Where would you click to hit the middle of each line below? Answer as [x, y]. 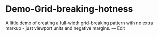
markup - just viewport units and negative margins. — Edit [65, 28]
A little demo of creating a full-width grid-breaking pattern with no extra [79, 23]
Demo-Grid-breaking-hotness [69, 9]
